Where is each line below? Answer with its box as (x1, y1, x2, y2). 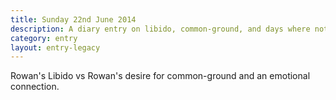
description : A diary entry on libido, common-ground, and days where (10, 24, 311, 34)
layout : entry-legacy (10, 42, 101, 53)
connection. (10, 81, 60, 93)
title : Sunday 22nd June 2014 (10, 14, 137, 25)
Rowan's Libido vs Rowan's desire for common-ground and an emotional (10, 70, 311, 82)
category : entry (10, 33, 78, 43)
